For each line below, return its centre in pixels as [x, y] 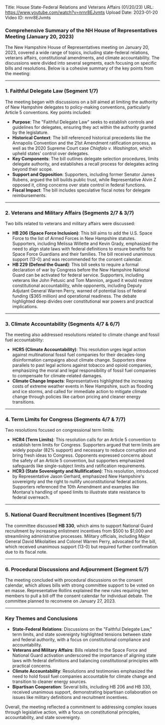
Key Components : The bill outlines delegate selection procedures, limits [85, 159]
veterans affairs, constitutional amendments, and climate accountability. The [82, 58]
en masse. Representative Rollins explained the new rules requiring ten [77, 591]
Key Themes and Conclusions [41, 618]
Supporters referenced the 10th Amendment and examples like [76, 487]
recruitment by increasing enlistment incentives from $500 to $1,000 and [79, 531]
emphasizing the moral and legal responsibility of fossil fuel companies [84, 370]
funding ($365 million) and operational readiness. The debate [74, 296]
